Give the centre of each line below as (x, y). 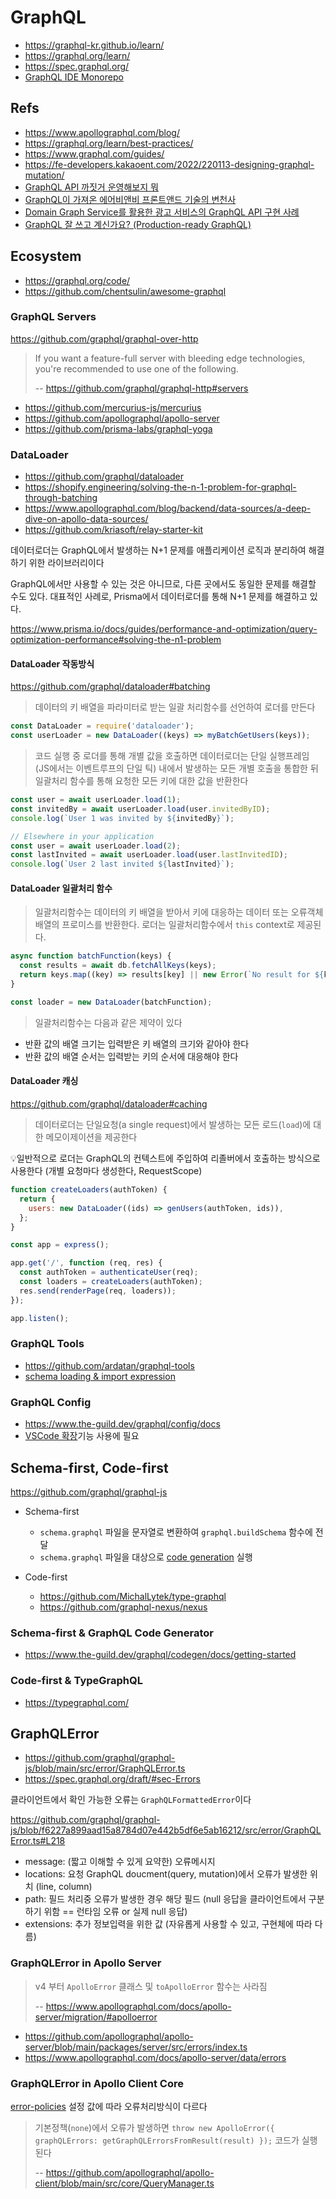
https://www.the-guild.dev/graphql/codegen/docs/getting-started (160, 1655)
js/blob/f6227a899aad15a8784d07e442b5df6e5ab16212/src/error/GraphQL (166, 1830)
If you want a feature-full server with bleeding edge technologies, (170, 358)
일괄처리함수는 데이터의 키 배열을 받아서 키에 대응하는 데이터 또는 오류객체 (179, 912)
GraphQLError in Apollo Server (86, 1963)
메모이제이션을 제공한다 (91, 1137)
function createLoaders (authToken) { (89, 1190)
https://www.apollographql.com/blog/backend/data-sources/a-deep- (168, 508)
